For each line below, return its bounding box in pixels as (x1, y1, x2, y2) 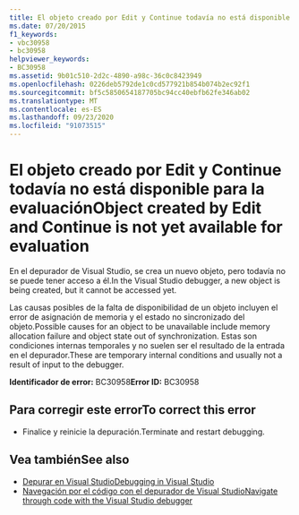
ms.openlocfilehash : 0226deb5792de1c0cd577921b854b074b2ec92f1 (9, 80, 251, 89)
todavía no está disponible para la (9, 179, 265, 200)
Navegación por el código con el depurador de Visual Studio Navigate (21, 485, 278, 496)
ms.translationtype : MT (9, 96, 98, 106)
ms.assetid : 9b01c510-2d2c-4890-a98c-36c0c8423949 (9, 72, 202, 81)
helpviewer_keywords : (9, 55, 90, 64)
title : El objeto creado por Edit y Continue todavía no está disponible (9, 13, 291, 22)
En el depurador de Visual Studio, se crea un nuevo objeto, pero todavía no (9, 265, 286, 276)
